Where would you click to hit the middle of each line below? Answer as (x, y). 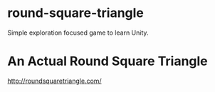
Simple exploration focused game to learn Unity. (78, 33)
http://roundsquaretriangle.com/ (54, 81)
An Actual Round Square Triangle (107, 61)
